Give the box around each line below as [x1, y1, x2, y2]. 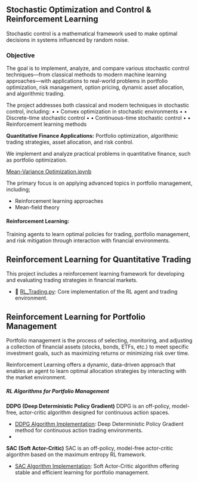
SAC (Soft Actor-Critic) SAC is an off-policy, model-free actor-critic [6, 444, 174, 452]
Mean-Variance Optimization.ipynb [6, 168, 92, 175]
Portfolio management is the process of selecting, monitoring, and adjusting [6, 336, 193, 344]
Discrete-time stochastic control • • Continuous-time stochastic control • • [6, 115, 191, 122]
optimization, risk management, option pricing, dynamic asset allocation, [6, 84, 185, 91]
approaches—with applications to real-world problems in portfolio [6, 78, 168, 85]
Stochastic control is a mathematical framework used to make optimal [6, 30, 178, 37]
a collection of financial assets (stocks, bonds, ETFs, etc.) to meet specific [6, 343, 189, 350]
